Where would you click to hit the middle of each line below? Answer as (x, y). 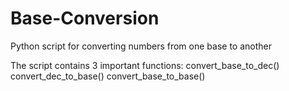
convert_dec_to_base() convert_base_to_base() (108, 76)
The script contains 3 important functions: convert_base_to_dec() (145, 65)
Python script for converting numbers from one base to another (141, 46)
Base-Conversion (85, 18)
